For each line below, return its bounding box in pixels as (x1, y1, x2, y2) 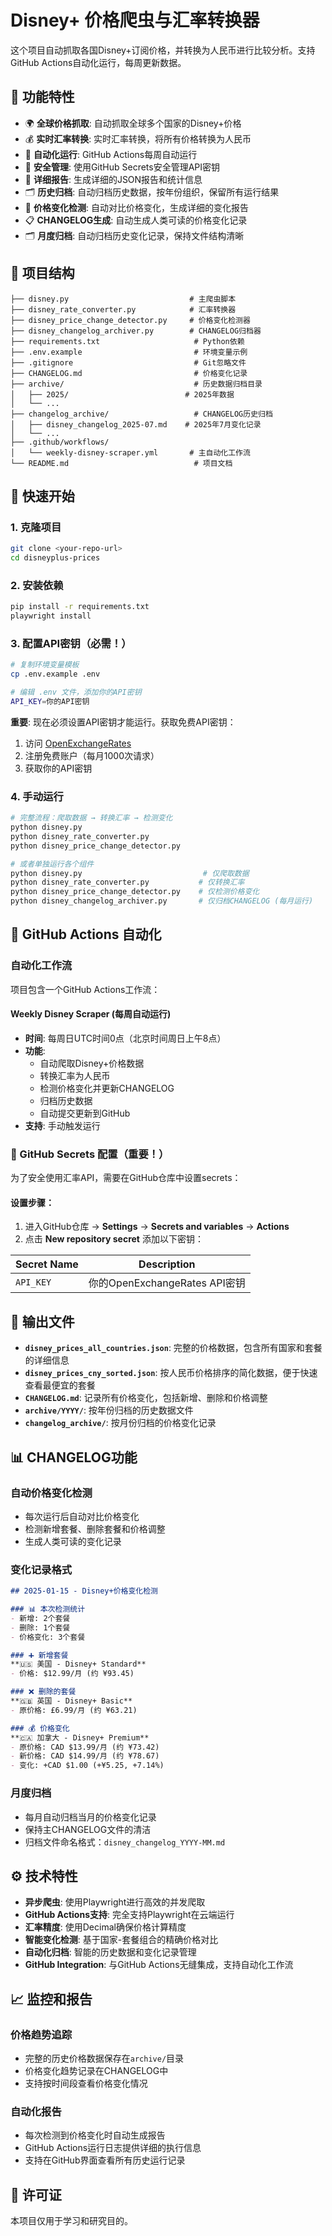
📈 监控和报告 (10, 1991, 93, 2008)
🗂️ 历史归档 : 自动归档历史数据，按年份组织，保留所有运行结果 (24, 186, 280, 198)
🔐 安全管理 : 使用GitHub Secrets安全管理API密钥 (24, 161, 221, 173)
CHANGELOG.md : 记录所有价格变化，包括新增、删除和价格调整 (24, 1392, 268, 1404)
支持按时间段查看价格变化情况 (24, 2077, 148, 2089)
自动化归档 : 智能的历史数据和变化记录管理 (24, 1946, 197, 1958)
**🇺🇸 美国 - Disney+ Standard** (10, 1659, 147, 1670)
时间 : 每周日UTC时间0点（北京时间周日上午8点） (24, 1032, 227, 1044)
